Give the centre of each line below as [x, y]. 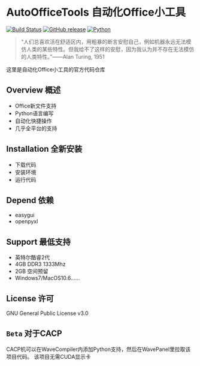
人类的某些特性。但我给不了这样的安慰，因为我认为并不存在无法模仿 [110, 49]
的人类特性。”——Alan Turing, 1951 [63, 56]
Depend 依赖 [30, 200]
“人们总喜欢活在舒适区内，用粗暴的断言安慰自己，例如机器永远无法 [103, 41]
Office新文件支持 [36, 106]
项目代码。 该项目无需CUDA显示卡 [49, 356]
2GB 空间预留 [31, 271]
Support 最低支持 [38, 241]
